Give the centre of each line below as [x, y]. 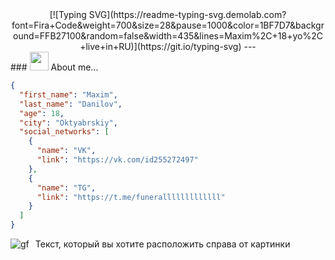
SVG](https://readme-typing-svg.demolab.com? [187, 14]
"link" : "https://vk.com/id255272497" [117, 160]
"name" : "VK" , [66, 151]
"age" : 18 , [42, 113]
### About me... [54, 67]
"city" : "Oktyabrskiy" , [68, 123]
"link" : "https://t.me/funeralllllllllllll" [131, 197]
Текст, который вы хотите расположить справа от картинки [162, 244]
